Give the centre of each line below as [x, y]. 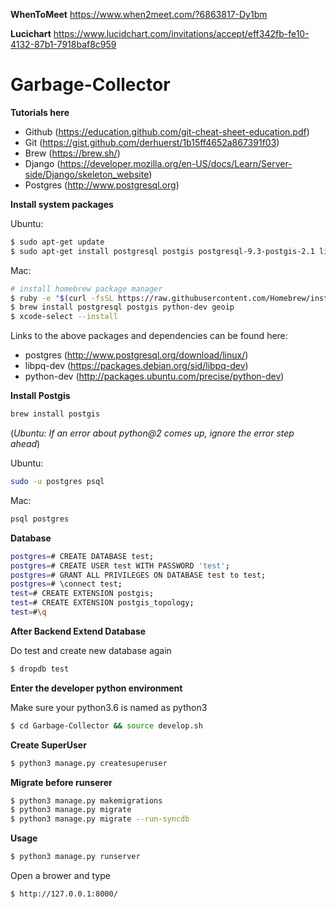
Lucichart [31, 33]
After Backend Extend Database [78, 631]
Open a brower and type [60, 876]
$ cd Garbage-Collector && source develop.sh [106, 725]
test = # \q [28, 612]
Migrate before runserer [61, 782]
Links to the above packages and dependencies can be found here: [149, 336]
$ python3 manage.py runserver [75, 857]
